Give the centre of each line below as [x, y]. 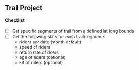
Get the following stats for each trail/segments [59, 36]
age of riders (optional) [42, 57]
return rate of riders [39, 52]
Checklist [15, 20]
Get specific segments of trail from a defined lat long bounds [73, 31]
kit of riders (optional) [41, 62]
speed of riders [35, 47]
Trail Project [24, 8]
